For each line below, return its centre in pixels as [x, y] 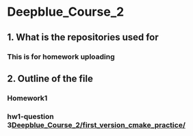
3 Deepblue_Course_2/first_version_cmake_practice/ [96, 125]
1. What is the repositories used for [83, 37]
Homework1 [27, 98]
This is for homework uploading [61, 57]
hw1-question [30, 116]
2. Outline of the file [50, 78]
